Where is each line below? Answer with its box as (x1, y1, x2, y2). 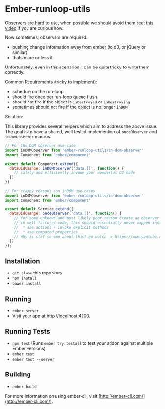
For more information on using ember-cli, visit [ (5, 393, 101, 399)
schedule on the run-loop (12, 88, 64, 94)
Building (5, 371, 31, 379)
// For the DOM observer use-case (5, 143, 76, 148)
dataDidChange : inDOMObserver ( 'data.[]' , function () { (9, 166, 124, 171)
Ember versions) (12, 345, 46, 351)
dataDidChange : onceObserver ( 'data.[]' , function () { (9, 211, 122, 216)
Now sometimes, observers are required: (5, 34, 88, 40)
